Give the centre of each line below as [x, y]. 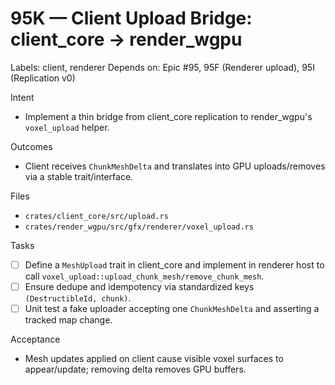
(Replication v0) [43, 78]
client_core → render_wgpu [126, 39]
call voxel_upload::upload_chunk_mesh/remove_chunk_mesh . [144, 276]
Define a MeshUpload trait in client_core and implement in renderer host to [174, 264]
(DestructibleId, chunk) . [78, 298]
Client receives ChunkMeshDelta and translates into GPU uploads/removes [175, 166]
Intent [22, 97]
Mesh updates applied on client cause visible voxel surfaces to [154, 359]
